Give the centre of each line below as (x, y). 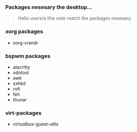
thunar (20, 100)
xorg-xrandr (25, 42)
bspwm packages (28, 56)
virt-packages (24, 113)
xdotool (21, 72)
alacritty (22, 67)
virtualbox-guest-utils (36, 124)
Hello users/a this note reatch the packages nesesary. (75, 18)
